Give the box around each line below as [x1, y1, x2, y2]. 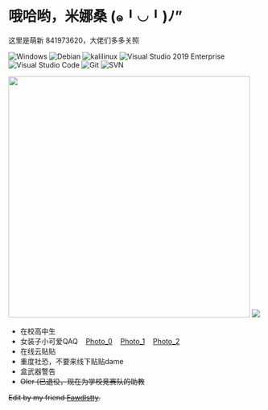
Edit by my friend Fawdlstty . [8, 392, 101, 402]
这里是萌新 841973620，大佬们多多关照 [8, 35, 139, 45]
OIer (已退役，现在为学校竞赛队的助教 [19, 376, 145, 386]
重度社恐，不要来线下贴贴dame [19, 356, 124, 366]
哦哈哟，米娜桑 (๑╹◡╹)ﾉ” [8, 7, 183, 26]
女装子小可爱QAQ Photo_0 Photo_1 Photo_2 [19, 336, 180, 346]
